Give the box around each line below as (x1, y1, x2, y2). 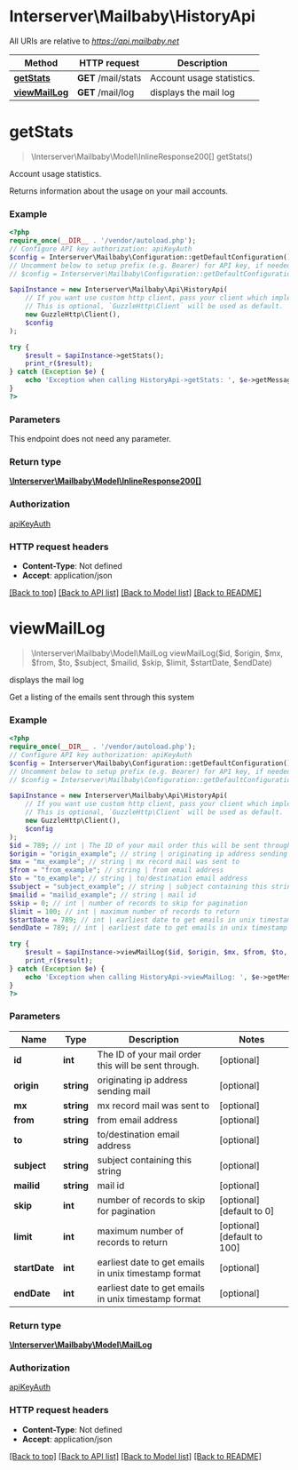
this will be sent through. (97, 1059, 200, 1072)
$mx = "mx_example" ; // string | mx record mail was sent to (9, 858, 240, 867)
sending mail (97, 1084, 151, 1097)
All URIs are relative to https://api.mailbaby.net (9, 36, 180, 46)
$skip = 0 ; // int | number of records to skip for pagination (9, 899, 248, 907)
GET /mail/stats (76, 71, 142, 84)
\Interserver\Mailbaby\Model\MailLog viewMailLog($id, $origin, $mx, (30, 647, 284, 659)
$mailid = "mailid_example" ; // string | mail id (9, 891, 197, 899)
